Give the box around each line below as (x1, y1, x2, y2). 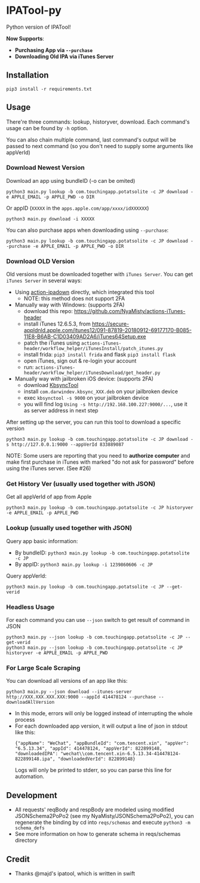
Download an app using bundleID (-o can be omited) (6, 177, 136, 184)
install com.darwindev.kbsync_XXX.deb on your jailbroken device (23, 388, 179, 395)
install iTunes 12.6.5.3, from (23, 320, 91, 327)
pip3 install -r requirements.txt (6, 86, 93, 92)
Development (6, 790, 58, 801)
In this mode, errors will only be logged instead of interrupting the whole (14, 710, 193, 717)
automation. (14, 773, 45, 780)
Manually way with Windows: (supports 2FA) (14, 301, 125, 308)
